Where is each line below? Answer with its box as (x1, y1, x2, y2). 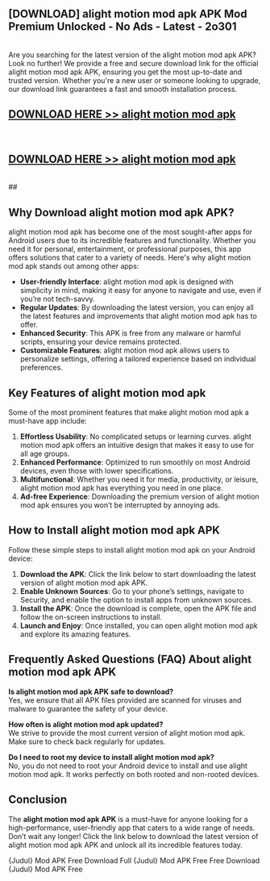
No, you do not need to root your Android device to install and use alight (8, 761, 248, 770)
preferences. (19, 363, 63, 373)
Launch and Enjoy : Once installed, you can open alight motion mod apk (19, 620, 258, 630)
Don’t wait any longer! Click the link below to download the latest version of (8, 831, 260, 841)
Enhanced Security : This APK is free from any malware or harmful (19, 328, 242, 338)
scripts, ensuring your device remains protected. (19, 337, 182, 347)
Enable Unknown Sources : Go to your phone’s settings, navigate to (19, 586, 244, 596)
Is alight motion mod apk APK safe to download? (8, 687, 174, 696)
